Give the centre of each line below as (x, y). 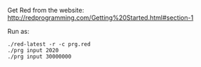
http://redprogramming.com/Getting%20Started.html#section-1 (100, 18)
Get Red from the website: (46, 10)
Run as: (19, 31)
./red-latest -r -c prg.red (49, 44)
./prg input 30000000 (40, 56)
